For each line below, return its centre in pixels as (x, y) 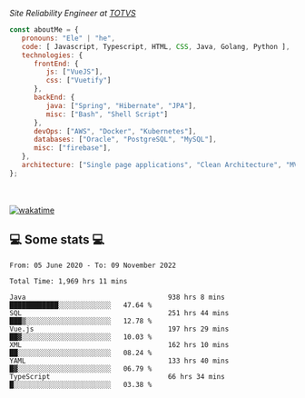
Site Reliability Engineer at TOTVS (73, 13)
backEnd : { (54, 97)
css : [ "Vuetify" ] (79, 81)
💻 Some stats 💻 (57, 240)
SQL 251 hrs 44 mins (119, 313)
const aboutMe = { (44, 30)
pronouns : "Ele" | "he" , (69, 38)
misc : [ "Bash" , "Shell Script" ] (107, 114)
